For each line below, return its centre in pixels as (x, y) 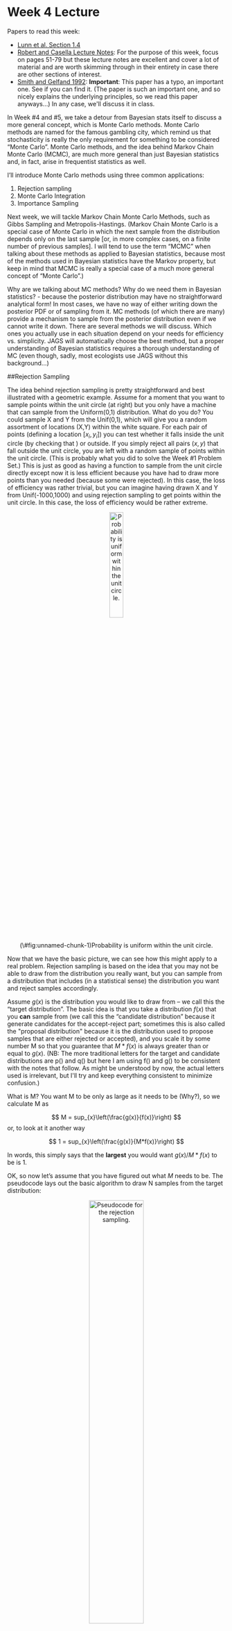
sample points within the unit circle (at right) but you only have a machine (112, 404)
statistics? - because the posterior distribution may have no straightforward (115, 297)
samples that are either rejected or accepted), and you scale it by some (109, 1038)
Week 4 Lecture (54, 12)
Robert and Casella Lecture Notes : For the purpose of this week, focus (118, 52)
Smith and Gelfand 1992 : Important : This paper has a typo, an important (120, 81)
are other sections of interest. (59, 74)
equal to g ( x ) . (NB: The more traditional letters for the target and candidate (114, 1053)
